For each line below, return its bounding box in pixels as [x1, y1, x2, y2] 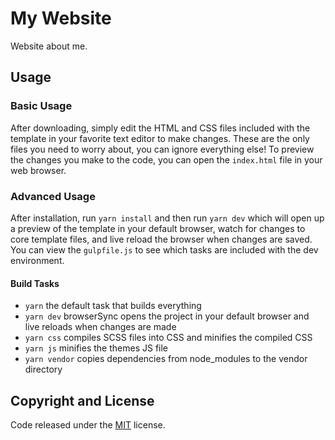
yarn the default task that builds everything [24, 300, 202, 312]
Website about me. [10, 40, 88, 52]
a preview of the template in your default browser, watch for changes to [10, 222, 306, 234]
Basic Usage [10, 99, 73, 113]
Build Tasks [10, 277, 60, 289]
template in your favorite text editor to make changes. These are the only [10, 132, 310, 144]
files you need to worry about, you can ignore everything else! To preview [10, 143, 315, 155]
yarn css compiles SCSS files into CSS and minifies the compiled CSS [24, 332, 313, 344]
